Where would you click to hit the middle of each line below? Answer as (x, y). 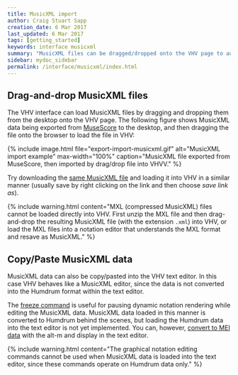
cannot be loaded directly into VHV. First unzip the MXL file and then (107, 214)
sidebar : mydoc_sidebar (42, 60)
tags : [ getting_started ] (44, 40)
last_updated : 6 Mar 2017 (45, 34)
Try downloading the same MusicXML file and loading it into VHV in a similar (119, 178)
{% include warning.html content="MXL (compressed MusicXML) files (110, 207)
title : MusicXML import (42, 14)
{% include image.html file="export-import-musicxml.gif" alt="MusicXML (114, 149)
